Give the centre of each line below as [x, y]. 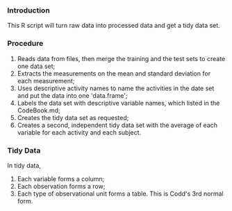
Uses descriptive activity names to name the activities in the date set [116, 88]
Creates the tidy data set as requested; [73, 117]
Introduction [28, 10]
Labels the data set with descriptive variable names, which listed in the [118, 103]
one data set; [36, 66]
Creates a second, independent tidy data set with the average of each [117, 125]
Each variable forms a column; [61, 178]
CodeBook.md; [39, 110]
